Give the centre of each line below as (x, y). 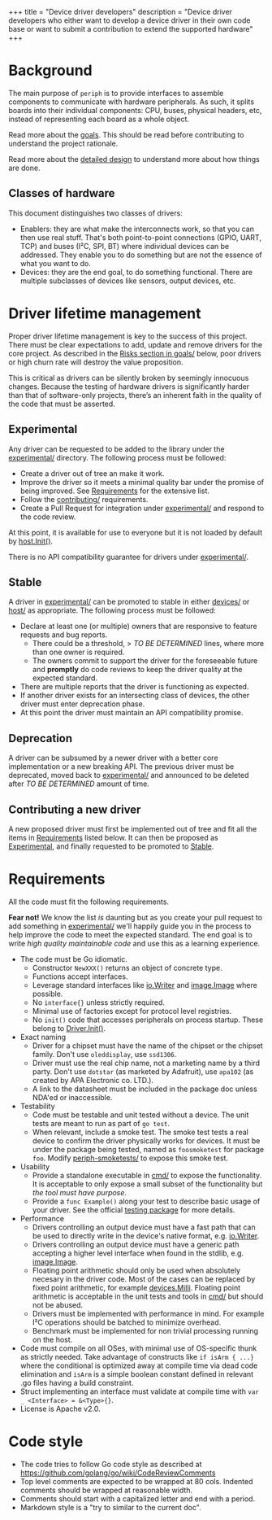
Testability (37, 1106)
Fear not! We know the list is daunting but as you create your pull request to (135, 917)
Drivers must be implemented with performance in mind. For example (148, 1313)
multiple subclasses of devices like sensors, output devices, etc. (128, 281)
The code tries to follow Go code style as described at (111, 1464)
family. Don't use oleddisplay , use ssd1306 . (104, 1054)
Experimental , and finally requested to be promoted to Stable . (111, 846)
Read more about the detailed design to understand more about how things (134, 159)
